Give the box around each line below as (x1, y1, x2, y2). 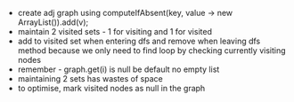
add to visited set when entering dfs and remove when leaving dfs (17, 35, 261, 46)
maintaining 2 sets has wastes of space (17, 74, 163, 83)
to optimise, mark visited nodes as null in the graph (17, 83, 206, 93)
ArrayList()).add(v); (17, 17, 89, 27)
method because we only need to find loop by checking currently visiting (17, 45, 287, 56)
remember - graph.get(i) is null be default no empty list (17, 64, 220, 75)
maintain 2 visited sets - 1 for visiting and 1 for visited (17, 27, 212, 36)
